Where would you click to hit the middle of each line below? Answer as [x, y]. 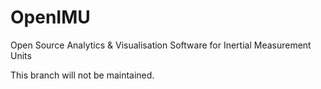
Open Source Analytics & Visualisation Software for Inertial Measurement [161, 45]
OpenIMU [50, 17]
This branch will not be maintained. [82, 75]
